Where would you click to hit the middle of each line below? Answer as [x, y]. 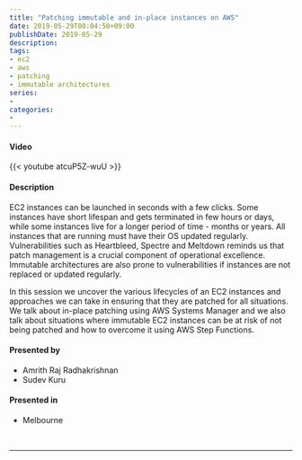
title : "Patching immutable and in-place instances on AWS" [124, 18]
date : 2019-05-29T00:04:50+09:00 [72, 26]
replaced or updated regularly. [66, 274]
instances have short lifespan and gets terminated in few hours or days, [142, 217]
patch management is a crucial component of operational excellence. [138, 255]
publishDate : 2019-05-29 [56, 34]
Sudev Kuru [44, 379]
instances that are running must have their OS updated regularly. [129, 235]
